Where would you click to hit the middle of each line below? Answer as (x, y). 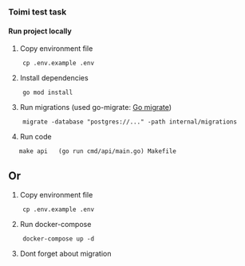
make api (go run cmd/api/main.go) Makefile (98, 151)
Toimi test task (38, 12)
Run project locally (40, 31)
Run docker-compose (55, 224)
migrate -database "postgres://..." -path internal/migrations (130, 122)
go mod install (48, 93)
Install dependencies (54, 78)
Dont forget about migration (65, 253)
